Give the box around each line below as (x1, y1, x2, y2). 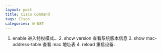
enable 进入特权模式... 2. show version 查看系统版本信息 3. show (12, 35, 145, 41)
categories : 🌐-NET (5, 21, 44, 26)
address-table (12, 42, 41, 48)
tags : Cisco (5, 16, 30, 21)
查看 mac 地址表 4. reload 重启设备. (42, 42, 115, 48)
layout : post (5, 7, 32, 12)
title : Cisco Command (5, 12, 50, 17)
